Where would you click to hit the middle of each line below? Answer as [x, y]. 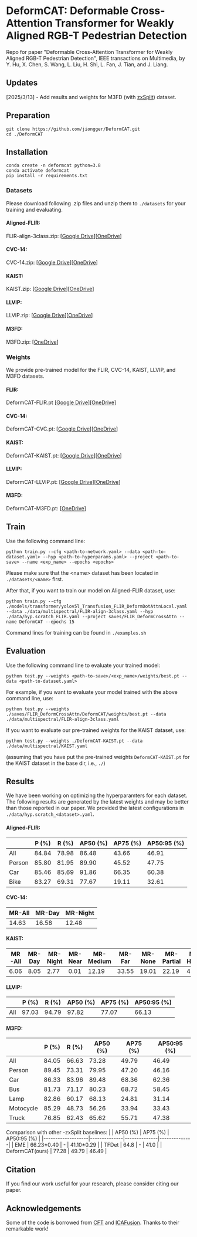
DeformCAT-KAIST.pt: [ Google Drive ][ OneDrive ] [64, 455]
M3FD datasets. [25, 376]
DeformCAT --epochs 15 [47, 622]
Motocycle [23, 1109]
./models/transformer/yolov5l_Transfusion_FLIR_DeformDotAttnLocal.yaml [97, 606]
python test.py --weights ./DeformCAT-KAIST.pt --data [74, 741]
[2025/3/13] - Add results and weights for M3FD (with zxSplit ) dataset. [91, 97]
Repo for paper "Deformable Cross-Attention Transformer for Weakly [89, 52]
